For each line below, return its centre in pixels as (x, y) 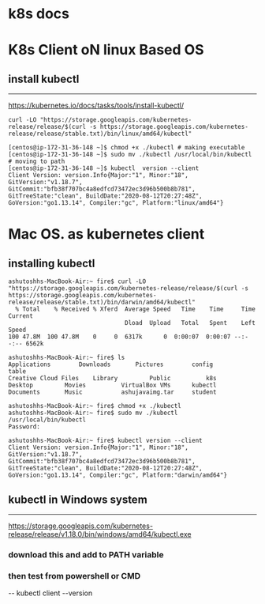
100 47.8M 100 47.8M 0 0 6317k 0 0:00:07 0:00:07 (119, 337)
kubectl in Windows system (78, 499)
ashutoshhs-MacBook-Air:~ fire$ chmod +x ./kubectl (95, 406)
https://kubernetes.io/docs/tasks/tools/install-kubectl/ (96, 106)
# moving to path (37, 162)
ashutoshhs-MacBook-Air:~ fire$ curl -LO (77, 281)
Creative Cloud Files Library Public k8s (112, 379)
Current (21, 316)
